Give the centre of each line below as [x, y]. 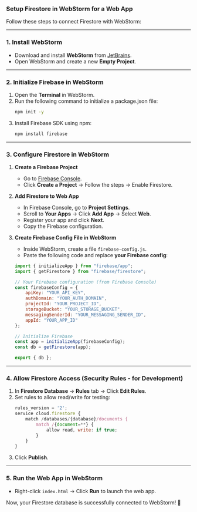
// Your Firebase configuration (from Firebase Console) [86, 282]
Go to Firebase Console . [52, 178]
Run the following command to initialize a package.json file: [86, 101]
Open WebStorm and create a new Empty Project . [75, 61]
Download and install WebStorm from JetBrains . [73, 55]
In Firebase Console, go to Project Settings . [77, 207]
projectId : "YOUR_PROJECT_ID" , [64, 304]
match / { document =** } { [65, 425]
